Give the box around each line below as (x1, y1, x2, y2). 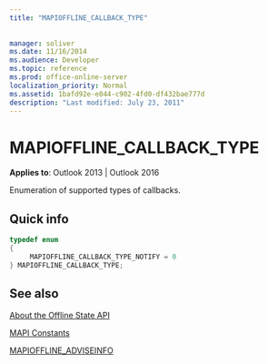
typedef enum (9, 236, 59, 245)
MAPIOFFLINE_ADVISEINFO (9, 345, 114, 356)
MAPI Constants (9, 328, 70, 339)
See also (9, 286, 59, 301)
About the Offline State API (9, 310, 111, 321)
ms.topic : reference (9, 65, 88, 74)
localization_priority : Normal (9, 81, 128, 90)
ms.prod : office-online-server (9, 73, 128, 82)
